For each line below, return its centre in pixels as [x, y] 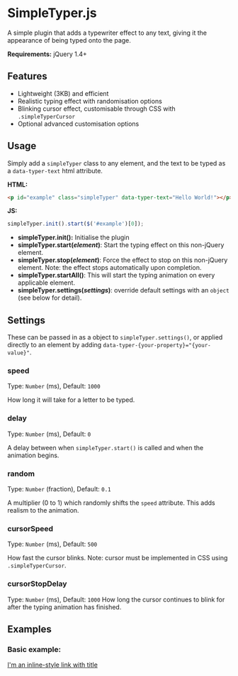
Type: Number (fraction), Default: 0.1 [59, 489]
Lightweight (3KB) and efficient [63, 93]
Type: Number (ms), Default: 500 [52, 544]
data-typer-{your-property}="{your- [157, 346]
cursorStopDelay [37, 584]
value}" [19, 353]
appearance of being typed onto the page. [69, 40]
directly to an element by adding [55, 345]
